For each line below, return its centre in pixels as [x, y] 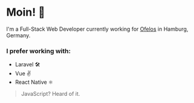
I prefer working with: [39, 51]
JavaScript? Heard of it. [50, 94]
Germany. [18, 35]
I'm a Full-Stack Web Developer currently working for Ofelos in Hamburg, [97, 29]
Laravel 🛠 [27, 64]
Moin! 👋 [26, 12]
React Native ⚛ [34, 82]
